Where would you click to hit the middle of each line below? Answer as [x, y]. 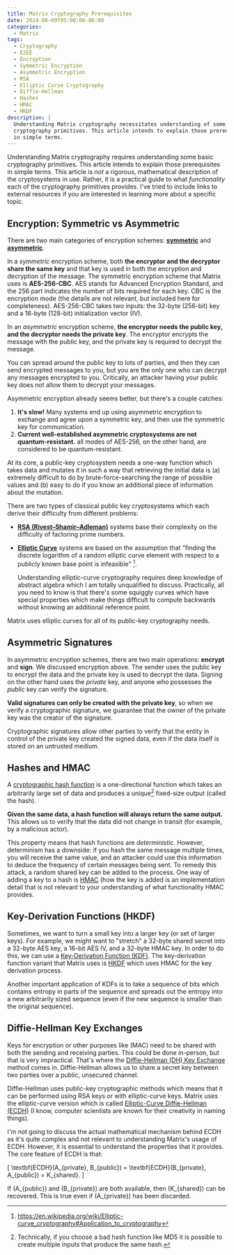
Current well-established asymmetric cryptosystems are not [107, 435]
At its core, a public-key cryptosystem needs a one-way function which [110, 463]
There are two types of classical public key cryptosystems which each [108, 506]
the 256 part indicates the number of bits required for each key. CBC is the [114, 291]
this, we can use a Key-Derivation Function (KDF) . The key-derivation [107, 955]
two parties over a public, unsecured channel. [73, 1075]
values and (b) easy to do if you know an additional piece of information [110, 485]
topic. [15, 202]
